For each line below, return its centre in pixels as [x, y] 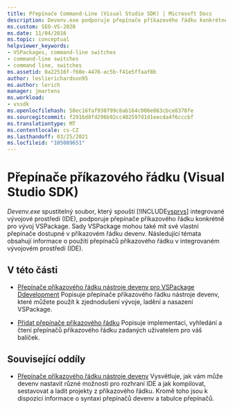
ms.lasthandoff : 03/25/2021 [48, 136]
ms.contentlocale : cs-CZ [43, 130]
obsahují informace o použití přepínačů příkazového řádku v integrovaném [113, 241]
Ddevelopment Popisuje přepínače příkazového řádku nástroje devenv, [118, 294]
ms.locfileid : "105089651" [46, 143]
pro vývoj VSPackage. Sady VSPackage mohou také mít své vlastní [103, 226]
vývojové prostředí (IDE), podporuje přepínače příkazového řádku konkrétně [116, 219]
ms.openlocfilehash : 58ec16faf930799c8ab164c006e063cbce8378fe [101, 111]
